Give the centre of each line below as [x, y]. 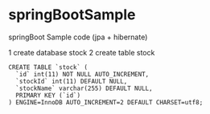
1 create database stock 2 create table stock [82, 52]
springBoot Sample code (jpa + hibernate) [78, 37]
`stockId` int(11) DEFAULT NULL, [72, 81]
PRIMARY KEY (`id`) [48, 95]
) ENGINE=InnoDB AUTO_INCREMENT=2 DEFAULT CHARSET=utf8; [106, 102]
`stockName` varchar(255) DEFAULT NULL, [84, 88]
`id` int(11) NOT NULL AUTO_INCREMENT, [82, 74]
